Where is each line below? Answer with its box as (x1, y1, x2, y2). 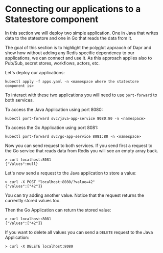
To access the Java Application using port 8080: (5, 106, 103, 112)
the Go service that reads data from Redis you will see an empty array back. (5, 148, 158, 153)
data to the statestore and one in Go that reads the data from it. (5, 35, 133, 41)
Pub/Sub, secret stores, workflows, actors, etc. (5, 60, 100, 66)
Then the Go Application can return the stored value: (5, 207, 111, 213)
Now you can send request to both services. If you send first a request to (5, 143, 153, 148)
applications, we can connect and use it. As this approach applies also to (5, 55, 152, 61)
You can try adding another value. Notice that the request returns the (5, 192, 144, 198)
